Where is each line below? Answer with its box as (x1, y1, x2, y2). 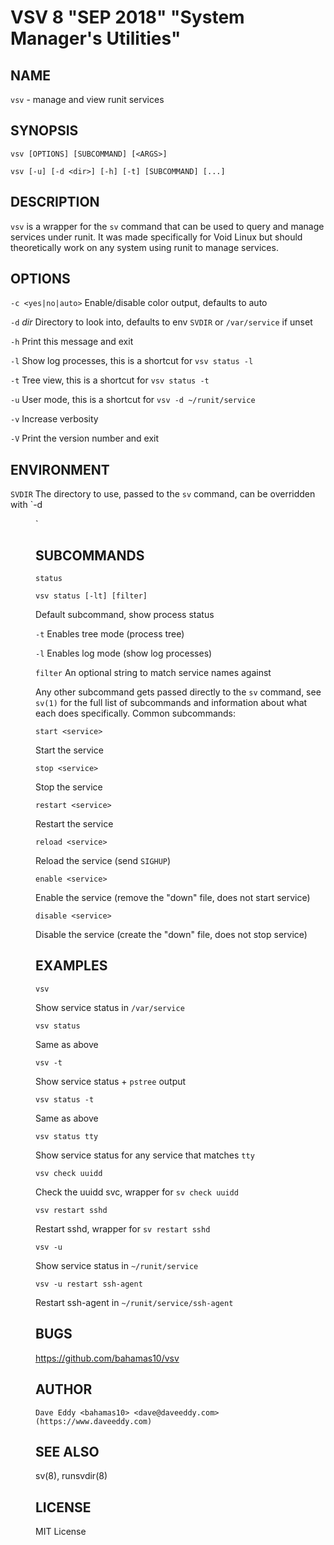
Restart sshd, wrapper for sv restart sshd (35, 1222, 211, 1235)
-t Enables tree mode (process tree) (35, 628, 185, 640)
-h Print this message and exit (10, 336, 134, 348)
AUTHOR (35, 1381, 93, 1398)
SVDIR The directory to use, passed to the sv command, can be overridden (10, 488, 316, 500)
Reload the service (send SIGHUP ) (35, 855, 172, 867)
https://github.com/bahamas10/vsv (35, 1352, 180, 1364)
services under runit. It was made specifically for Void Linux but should (10, 231, 303, 243)
